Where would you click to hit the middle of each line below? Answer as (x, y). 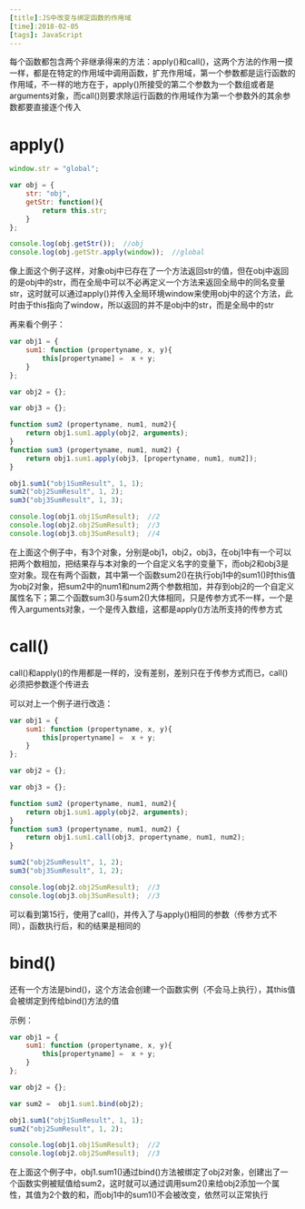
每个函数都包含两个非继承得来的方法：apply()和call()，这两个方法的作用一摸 (151, 62)
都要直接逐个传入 (49, 107)
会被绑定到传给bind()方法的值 (64, 1001)
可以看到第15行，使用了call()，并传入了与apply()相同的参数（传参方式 (139, 914)
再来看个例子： (37, 325)
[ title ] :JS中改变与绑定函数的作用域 (70, 18)
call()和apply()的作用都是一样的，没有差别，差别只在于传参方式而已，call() (149, 672)
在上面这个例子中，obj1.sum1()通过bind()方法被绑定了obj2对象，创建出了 (145, 1172)
